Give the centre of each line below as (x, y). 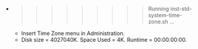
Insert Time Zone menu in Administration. (73, 33)
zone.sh (158, 21)
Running (159, 9)
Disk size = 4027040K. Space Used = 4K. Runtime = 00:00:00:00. (104, 40)
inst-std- (181, 9)
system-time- (165, 15)
